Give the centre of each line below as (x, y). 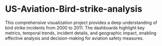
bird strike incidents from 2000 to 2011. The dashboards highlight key (75, 27)
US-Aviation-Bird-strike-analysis (74, 9)
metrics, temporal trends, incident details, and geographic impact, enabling (81, 33)
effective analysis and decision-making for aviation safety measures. (74, 38)
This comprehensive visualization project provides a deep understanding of (81, 23)
